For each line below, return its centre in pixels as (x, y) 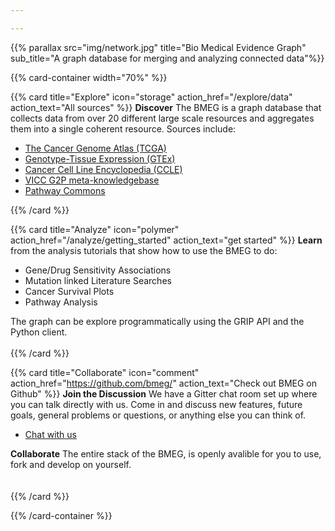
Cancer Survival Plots (69, 291)
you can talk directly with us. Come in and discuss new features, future (156, 404)
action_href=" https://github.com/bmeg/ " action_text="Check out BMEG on (164, 383)
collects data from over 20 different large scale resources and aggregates (162, 118)
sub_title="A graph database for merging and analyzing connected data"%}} (167, 58)
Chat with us (50, 434)
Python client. (39, 332)
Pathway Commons (65, 190)
